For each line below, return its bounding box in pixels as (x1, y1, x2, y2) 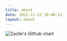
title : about (5, 7, 33, 13)
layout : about (5, 17, 36, 22)
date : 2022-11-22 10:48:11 (5, 12, 62, 17)
